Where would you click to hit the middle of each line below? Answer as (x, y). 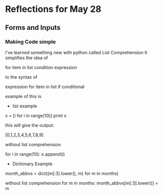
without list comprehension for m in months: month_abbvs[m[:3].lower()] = (82, 183)
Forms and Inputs (33, 28)
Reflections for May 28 (53, 9)
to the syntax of (21, 77)
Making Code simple (31, 42)
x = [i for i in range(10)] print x (36, 115)
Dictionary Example (32, 164)
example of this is (23, 96)
